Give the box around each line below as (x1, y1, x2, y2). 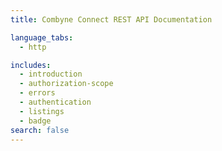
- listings (19, 106, 65, 116)
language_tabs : (10, 32, 74, 43)
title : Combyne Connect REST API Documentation (10, 14, 213, 25)
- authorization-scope (19, 79, 114, 89)
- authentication (19, 97, 92, 107)
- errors (19, 88, 56, 98)
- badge (19, 116, 52, 126)
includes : (10, 60, 52, 70)
